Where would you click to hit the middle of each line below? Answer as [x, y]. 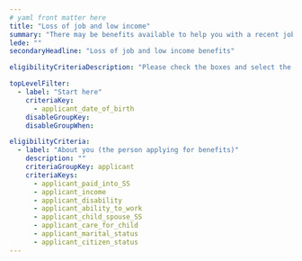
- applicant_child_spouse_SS [88, 217]
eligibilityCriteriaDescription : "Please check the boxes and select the [151, 67]
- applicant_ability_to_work [88, 209]
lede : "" [26, 43]
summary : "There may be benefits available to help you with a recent [144, 34]
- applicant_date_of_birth [84, 109]
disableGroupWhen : [60, 126]
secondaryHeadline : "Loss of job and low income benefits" [122, 51]
